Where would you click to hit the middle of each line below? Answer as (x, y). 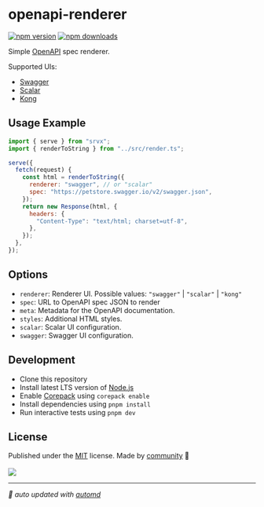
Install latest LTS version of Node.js (77, 387)
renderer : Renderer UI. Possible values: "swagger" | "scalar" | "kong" (130, 294)
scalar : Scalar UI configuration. (70, 326)
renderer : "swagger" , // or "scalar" (91, 185)
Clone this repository (53, 379)
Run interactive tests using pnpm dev (77, 412)
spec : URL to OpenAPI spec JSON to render (90, 302)
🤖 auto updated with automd (55, 494)
